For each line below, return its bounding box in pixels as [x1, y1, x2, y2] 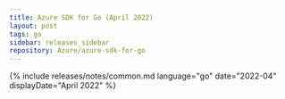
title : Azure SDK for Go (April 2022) [9, 12, 154, 22]
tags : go [9, 29, 42, 38]
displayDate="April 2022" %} [9, 80, 117, 91]
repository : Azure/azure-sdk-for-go [9, 46, 146, 55]
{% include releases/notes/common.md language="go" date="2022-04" [9, 70, 277, 81]
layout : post [9, 21, 58, 30]
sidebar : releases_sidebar [9, 37, 110, 47]
